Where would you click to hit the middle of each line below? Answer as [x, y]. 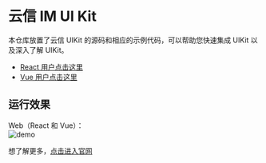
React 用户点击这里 [52, 67]
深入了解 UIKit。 [42, 50]
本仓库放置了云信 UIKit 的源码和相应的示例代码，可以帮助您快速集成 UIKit [129, 40]
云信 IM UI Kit [53, 16]
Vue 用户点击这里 [48, 77]
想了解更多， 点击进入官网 [50, 151]
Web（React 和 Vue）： [46, 125]
